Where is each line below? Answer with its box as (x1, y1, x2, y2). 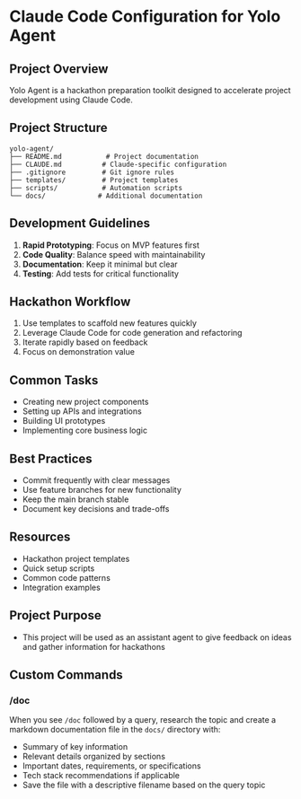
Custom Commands (9, 667, 123, 683)
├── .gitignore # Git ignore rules (9, 168, 175, 177)
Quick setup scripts (22, 563, 95, 574)
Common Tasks (9, 373, 99, 388)
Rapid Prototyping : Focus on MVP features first (22, 240, 200, 250)
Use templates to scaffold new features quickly (22, 318, 198, 329)
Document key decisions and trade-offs (22, 504, 170, 514)
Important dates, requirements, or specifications (22, 760, 201, 771)
